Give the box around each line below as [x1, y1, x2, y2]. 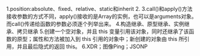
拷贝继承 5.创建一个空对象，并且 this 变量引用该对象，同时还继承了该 [16, 28, 189, 35]
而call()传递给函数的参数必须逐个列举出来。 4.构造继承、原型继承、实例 [6, 20, 185, 27]
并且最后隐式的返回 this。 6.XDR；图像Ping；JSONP [16, 43, 148, 50]
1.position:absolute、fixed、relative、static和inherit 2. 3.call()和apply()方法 [6, 5, 193, 12]
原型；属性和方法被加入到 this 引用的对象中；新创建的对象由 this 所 [16, 36, 185, 42]
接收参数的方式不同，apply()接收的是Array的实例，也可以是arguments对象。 [6, 13, 197, 20]
